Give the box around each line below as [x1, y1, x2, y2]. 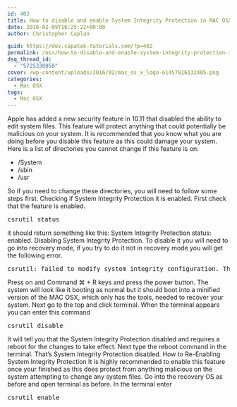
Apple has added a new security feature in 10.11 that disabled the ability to [7, 114, 222, 123]
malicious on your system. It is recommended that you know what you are [7, 130, 222, 138]
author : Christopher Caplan [7, 30, 90, 37]
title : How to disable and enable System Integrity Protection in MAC [7, 17, 219, 24]
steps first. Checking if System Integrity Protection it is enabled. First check [7, 195, 227, 203]
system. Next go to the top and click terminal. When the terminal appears [7, 300, 220, 309]
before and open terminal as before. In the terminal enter [7, 380, 172, 389]
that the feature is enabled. [7, 202, 86, 210]
